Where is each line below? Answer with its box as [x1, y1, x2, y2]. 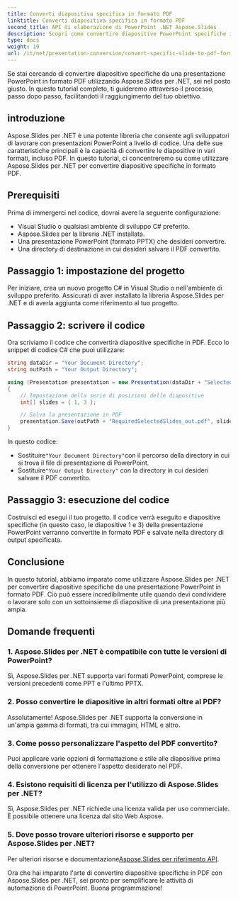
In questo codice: [7, 437, 58, 446]
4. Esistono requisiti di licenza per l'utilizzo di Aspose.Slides [7, 779, 219, 789]
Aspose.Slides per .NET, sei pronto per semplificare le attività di [7, 876, 193, 884]
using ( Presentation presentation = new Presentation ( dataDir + [7, 378, 201, 386]
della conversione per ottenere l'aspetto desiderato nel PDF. [7, 762, 183, 770]
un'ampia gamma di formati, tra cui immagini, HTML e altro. [7, 720, 181, 729]
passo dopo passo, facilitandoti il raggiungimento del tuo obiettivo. [7, 91, 202, 100]
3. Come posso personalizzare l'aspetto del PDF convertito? [7, 738, 218, 748]
